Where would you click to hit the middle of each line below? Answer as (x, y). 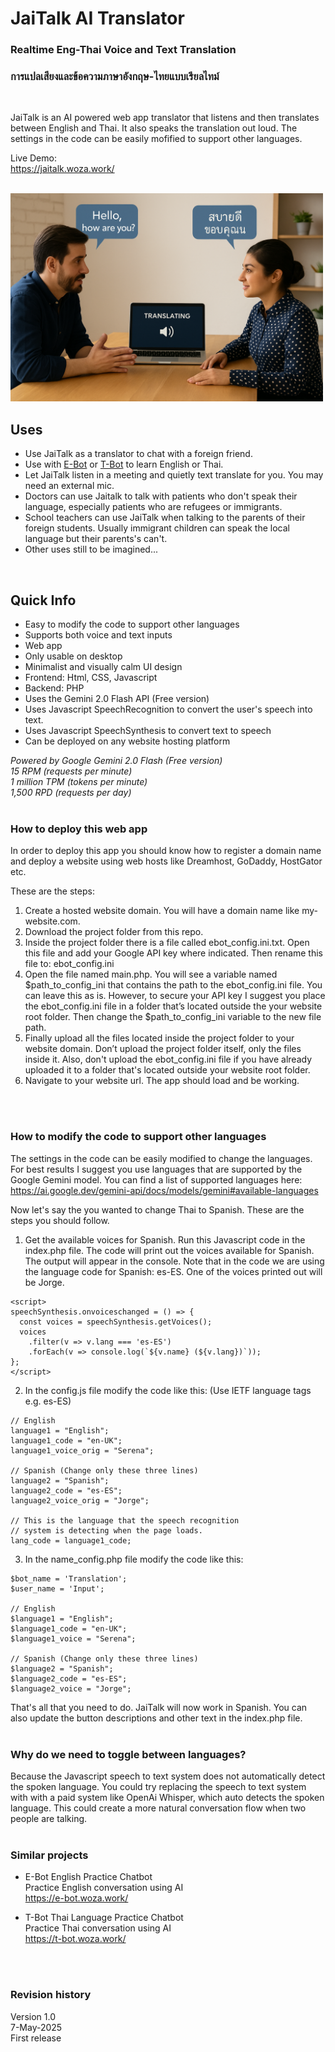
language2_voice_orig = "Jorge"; (80, 1500)
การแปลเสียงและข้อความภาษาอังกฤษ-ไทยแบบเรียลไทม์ (115, 77)
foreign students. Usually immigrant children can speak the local (157, 528)
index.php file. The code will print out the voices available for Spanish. (169, 1250)
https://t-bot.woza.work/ (75, 1939)
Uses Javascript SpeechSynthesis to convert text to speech (148, 731)
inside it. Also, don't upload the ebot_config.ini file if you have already (168, 1059)
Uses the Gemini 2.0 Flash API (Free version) (117, 699)
